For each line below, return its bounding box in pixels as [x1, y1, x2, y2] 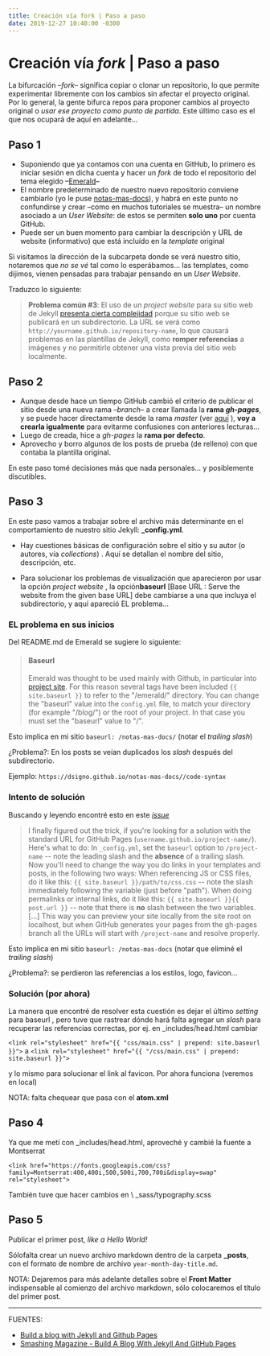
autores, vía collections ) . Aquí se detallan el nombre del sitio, [19, 549, 223, 558]
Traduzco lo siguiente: [8, 285, 82, 295]
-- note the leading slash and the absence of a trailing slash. [44, 851, 245, 861]
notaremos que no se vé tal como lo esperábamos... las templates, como [8, 261, 249, 270]
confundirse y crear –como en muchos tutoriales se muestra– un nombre [19, 202, 261, 212]
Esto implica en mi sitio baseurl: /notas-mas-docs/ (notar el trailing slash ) [8, 732, 253, 741]
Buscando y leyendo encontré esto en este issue [8, 810, 170, 819]
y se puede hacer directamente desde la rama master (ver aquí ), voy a [19, 414, 256, 423]
